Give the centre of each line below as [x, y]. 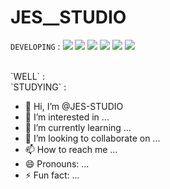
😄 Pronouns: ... [57, 163]
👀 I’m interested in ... [67, 117]
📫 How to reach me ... [71, 149]
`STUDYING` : [38, 87]
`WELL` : [28, 76]
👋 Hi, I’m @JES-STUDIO [74, 106]
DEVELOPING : [35, 46]
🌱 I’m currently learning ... [78, 127]
